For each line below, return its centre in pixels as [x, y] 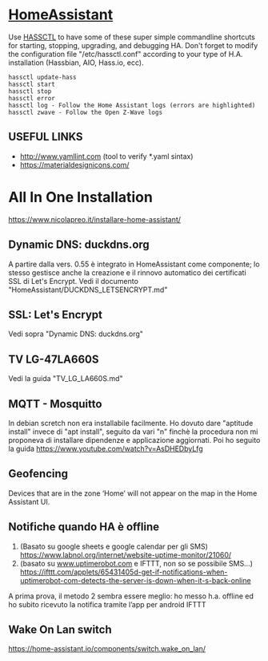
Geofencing [38, 474]
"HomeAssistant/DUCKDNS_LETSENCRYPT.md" [88, 290]
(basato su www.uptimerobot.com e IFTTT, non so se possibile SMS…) [136, 563]
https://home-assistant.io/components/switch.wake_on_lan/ [107, 649]
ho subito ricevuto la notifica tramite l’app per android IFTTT [107, 604]
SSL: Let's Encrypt [55, 314]
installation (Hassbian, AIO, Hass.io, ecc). [76, 63]
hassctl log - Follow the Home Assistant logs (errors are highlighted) [132, 105]
